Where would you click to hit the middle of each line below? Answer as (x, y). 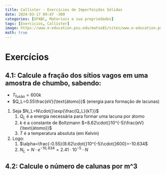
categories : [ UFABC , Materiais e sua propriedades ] (59, 19)
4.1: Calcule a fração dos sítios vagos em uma (77, 75)
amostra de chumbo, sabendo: (53, 83)
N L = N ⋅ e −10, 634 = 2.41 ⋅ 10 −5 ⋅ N (54, 150)
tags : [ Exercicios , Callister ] (37, 23)
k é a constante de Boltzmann (50, 123)
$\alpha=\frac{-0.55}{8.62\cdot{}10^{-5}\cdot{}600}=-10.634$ (84, 143)
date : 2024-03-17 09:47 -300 (35, 14)
